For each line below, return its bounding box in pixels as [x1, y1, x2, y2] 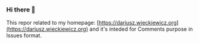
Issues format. [6, 32, 42, 39]
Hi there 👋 [6, 5, 36, 14]
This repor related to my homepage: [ [6, 19, 99, 27]
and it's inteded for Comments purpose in [89, 25, 193, 33]
